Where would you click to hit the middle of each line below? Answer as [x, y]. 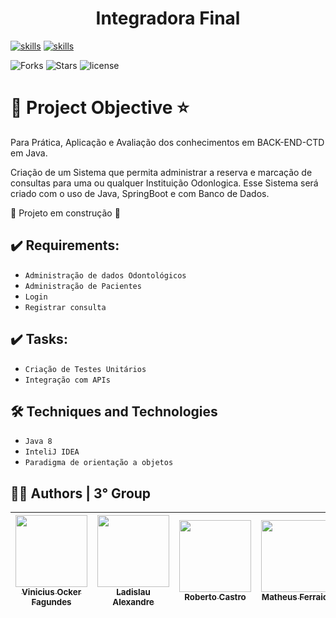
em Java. [29, 153]
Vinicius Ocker [51, 592]
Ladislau [133, 592]
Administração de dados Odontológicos [105, 275]
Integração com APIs [67, 380]
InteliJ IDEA [52, 452]
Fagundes [51, 602]
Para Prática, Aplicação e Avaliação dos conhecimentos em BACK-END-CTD [167, 142]
